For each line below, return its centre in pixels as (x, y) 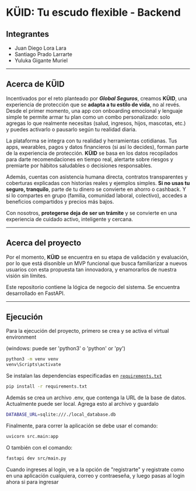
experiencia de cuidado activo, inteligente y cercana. (69, 219)
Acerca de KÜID (36, 84)
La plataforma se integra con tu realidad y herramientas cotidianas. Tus (92, 141)
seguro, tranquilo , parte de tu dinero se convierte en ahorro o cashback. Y (96, 189)
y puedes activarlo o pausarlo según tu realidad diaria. (71, 129)
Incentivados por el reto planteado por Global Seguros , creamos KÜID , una (97, 98)
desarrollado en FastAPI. (36, 293)
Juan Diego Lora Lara (40, 48)
